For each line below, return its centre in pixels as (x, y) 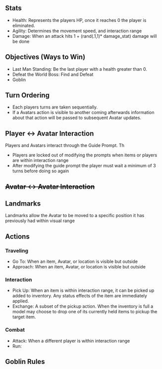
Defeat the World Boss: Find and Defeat (53, 74)
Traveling (17, 250)
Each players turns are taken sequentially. (55, 107)
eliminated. (24, 25)
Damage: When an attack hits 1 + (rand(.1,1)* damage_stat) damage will (84, 36)
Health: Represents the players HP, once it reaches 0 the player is (79, 20)
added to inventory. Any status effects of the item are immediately (80, 296)
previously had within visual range (40, 221)
